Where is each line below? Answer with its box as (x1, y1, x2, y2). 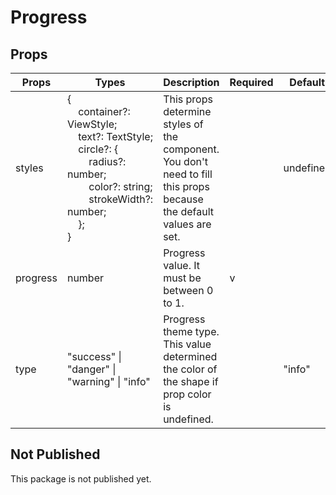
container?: (78, 105, 131, 118)
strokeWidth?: (88, 192, 154, 206)
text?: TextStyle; (78, 130, 153, 143)
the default (163, 205, 215, 218)
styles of (163, 117, 204, 131)
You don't (163, 155, 208, 168)
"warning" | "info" (66, 375, 151, 388)
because (163, 192, 204, 206)
